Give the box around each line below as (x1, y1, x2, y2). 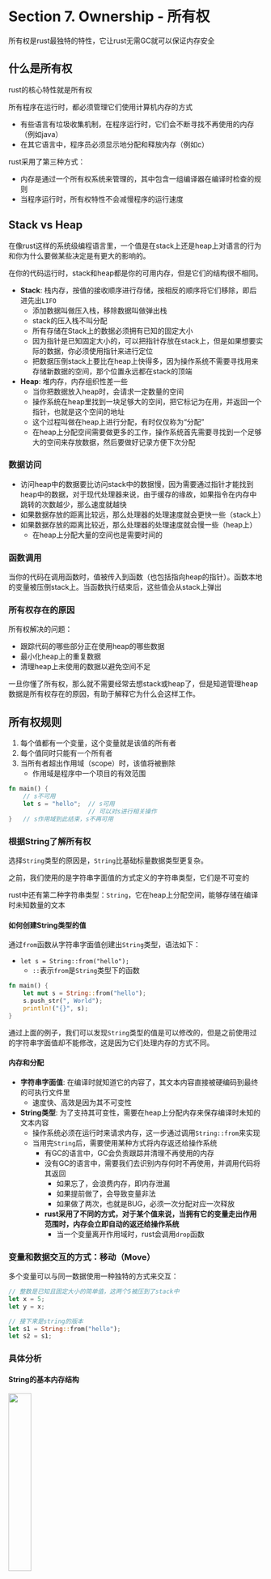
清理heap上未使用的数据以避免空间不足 (19, 662, 151, 672)
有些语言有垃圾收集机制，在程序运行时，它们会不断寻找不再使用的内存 (19, 119, 255, 129)
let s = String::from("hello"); (19, 958, 129, 966)
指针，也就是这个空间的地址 (32, 407, 125, 416)
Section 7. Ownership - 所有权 (8, 7, 210, 26)
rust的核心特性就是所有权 (8, 84, 93, 94)
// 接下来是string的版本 (8, 1317, 83, 1325)
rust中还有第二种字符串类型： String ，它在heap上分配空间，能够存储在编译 (8, 890, 259, 899)
